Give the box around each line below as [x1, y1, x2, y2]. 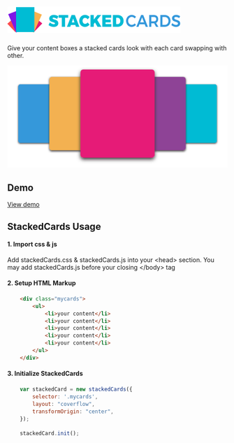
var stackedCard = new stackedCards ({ [20, 386, 133, 393]
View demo [7, 201, 40, 209]
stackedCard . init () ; [20, 430, 80, 437]
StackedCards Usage [7, 220, 101, 233]
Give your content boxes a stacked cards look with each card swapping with [7, 43, 227, 52]
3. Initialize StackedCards [7, 370, 83, 378]
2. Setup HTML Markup [7, 279, 76, 287]
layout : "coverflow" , [32, 400, 96, 407]
